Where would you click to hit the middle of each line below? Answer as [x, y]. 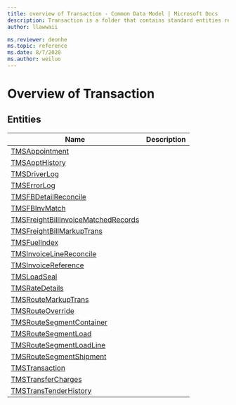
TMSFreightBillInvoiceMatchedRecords [75, 220]
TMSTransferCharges [46, 379]
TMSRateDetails [38, 288]
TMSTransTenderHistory [51, 390]
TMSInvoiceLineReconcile [54, 253]
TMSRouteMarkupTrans [50, 299]
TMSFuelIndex [34, 242]
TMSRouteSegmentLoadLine [58, 345]
